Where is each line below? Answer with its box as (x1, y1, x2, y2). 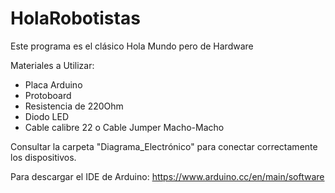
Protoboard (24, 89, 72, 101)
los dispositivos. (10, 151, 77, 163)
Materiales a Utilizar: (10, 59, 95, 71)
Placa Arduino (24, 78, 83, 91)
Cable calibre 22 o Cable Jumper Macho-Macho (24, 121, 225, 133)
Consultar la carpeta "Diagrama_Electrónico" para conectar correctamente (10, 140, 318, 152)
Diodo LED (24, 110, 70, 122)
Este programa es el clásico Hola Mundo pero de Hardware (10, 40, 254, 52)
